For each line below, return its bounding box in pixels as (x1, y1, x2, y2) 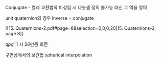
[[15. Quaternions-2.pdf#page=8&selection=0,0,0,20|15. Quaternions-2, (5, 25, 156, 31)
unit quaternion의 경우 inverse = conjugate (5, 15, 94, 21)
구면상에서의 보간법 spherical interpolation (5, 52, 92, 58)
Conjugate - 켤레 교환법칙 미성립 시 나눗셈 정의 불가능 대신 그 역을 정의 (5, 5, 147, 10)
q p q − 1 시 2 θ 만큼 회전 (5, 40, 48, 47)
